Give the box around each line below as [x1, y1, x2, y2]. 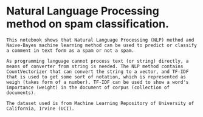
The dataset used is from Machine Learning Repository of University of [6, 100, 194, 106]
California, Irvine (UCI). [6, 106, 75, 112]
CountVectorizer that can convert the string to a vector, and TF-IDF [6, 68, 189, 75]
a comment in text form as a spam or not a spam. [6, 47, 135, 54]
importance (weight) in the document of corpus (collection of [6, 84, 170, 90]
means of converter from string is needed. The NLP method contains [6, 63, 184, 69]
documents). [6, 89, 36, 96]
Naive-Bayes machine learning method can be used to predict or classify [6, 42, 198, 48]
